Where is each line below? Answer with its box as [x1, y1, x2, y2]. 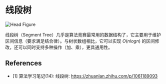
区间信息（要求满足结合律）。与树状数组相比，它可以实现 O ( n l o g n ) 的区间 [5, 38, 155, 44]
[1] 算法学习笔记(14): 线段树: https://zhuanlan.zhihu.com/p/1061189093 [12, 73, 158, 79]
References [5, 59, 42, 67]
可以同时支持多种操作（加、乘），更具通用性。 [18, 44, 112, 50]
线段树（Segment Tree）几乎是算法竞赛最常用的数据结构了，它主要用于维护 [5, 31, 161, 37]
